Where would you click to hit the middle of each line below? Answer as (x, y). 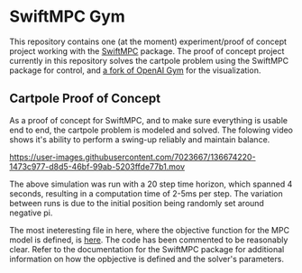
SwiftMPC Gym (68, 17)
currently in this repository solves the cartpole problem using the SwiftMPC (149, 60)
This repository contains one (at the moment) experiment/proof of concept (148, 41)
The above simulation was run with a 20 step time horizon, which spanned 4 (151, 184)
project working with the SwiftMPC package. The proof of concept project (147, 50)
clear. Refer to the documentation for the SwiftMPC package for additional (147, 249)
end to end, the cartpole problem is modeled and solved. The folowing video (151, 130)
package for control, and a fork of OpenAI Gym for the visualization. (135, 70)
